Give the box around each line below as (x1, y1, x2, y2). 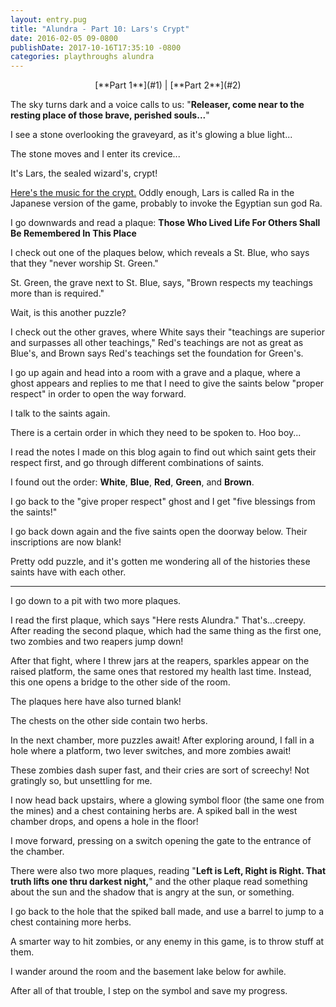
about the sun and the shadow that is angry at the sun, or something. (10, 886, 295, 898)
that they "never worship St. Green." (10, 257, 159, 270)
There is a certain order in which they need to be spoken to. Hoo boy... (10, 427, 302, 439)
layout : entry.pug (10, 14, 87, 25)
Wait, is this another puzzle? (10, 307, 127, 319)
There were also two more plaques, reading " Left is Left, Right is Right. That (10, 865, 327, 877)
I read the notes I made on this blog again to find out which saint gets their (10, 446, 317, 458)
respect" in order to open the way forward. (10, 388, 187, 400)
